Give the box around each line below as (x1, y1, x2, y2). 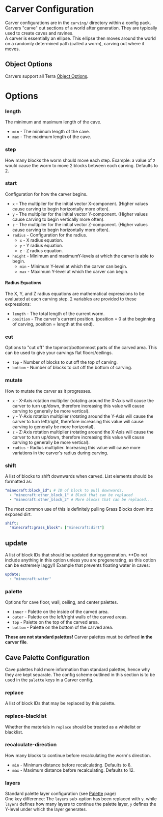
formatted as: (5, 478, 32, 484)
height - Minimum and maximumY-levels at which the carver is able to (12, 253, 154, 259)
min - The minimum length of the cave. (12, 129, 90, 135)
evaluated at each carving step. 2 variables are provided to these (5, 296, 136, 302)
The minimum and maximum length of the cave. (5, 119, 102, 125)
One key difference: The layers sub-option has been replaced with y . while (5, 796, 157, 802)
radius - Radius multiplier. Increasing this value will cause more (12, 444, 141, 450)
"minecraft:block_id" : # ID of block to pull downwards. (5, 488, 124, 493)
